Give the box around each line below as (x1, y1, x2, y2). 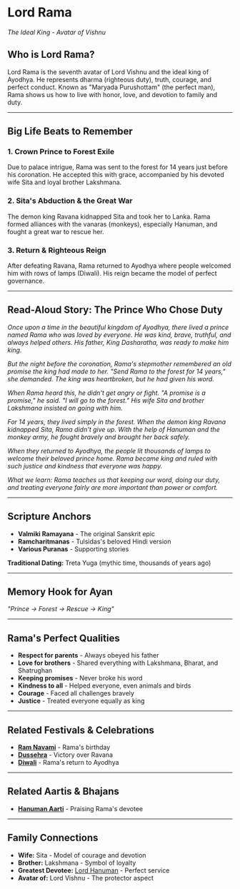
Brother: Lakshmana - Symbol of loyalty (17, 858, 136, 867)
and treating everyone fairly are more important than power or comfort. (7, 483, 219, 491)
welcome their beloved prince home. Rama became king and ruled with (7, 454, 218, 463)
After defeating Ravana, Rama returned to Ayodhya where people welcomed (7, 261, 231, 270)
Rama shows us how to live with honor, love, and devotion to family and (7, 90, 218, 99)
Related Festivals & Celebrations (7, 724, 155, 736)
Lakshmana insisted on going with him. (7, 403, 123, 412)
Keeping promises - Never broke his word (17, 674, 143, 683)
